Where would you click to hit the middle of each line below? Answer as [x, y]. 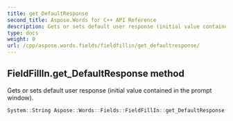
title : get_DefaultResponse [48, 13]
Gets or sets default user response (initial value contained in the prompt [110, 90]
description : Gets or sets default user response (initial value [103, 26]
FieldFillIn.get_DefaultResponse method [96, 74]
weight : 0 [21, 39]
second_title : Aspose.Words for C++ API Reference [82, 20]
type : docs [23, 33]
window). [20, 97]
